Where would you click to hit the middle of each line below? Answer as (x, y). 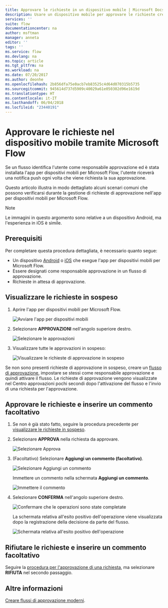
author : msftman (22, 33)
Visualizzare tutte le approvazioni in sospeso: (59, 348)
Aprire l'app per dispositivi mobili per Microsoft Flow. (67, 309)
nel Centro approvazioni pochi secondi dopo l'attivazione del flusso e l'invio (83, 383)
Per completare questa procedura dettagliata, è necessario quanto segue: (81, 250)
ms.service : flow (23, 51)
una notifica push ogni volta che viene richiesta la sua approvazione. (76, 177)
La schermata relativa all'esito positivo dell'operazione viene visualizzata (87, 517)
